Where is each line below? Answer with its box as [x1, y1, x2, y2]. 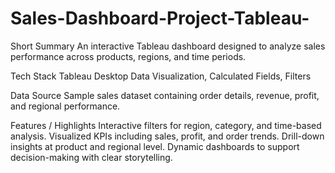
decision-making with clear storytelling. [10, 151, 173, 163]
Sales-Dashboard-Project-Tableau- [10, 7, 310, 30]
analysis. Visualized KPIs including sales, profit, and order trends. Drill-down [10, 130, 325, 142]
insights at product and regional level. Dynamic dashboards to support [10, 140, 300, 152]
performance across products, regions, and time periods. [10, 50, 247, 62]
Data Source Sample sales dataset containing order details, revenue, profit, [10, 89, 320, 101]
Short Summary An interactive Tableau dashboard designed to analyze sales [10, 40, 326, 52]
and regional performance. [10, 100, 121, 112]
